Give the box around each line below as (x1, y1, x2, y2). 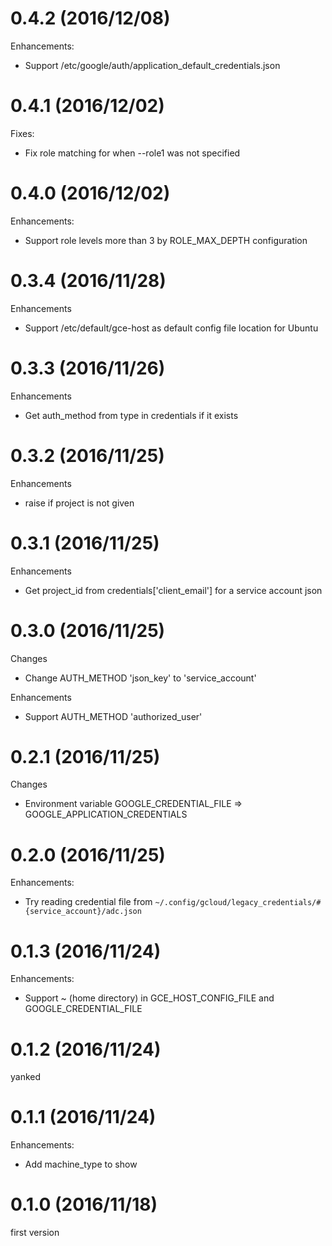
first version (10, 1227, 60, 1239)
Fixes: (10, 127, 35, 139)
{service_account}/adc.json (24, 907, 142, 917)
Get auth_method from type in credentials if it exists (24, 409, 239, 421)
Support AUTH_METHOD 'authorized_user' (24, 710, 203, 722)
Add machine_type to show (24, 1158, 138, 1171)
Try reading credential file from (24, 896, 153, 908)
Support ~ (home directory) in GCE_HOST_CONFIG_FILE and (24, 992, 275, 1004)
